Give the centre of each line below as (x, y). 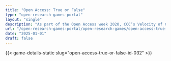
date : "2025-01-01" (26, 34)
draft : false (19, 39)
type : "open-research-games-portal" (44, 15)
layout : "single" (24, 19)
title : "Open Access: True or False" (45, 10)
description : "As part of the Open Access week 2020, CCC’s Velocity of (84, 24)
